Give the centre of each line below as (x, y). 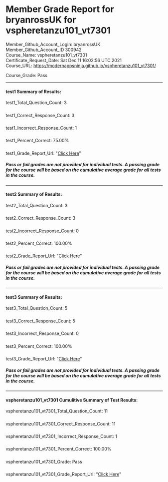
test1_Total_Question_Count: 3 (36, 103)
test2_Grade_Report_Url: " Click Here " (44, 256)
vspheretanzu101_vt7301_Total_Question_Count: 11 (57, 411)
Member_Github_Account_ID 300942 (44, 50)
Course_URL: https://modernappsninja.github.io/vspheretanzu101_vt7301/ (81, 66)
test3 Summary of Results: (34, 297)
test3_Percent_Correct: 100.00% (39, 346)
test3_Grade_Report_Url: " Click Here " (44, 358)
